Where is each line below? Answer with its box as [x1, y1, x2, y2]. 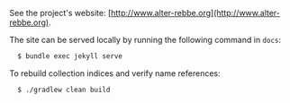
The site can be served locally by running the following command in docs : [9, 35, 282, 45]
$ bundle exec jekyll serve [17, 52, 123, 61]
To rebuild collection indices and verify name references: [9, 67, 221, 79]
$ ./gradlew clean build [17, 85, 111, 94]
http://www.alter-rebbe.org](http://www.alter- [111, 8, 281, 18]
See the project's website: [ [9, 8, 112, 18]
